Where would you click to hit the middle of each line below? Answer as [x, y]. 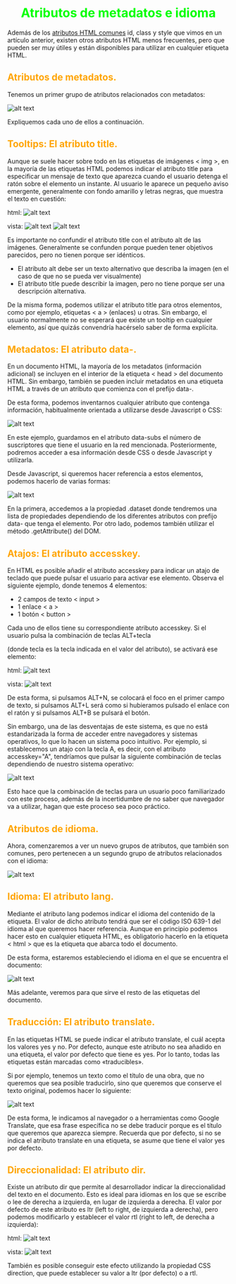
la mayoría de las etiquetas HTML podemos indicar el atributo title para [110, 168]
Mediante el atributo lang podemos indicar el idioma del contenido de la [111, 914]
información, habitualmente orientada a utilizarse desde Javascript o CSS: [115, 410]
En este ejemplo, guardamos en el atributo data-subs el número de [104, 438]
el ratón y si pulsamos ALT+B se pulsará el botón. [79, 713]
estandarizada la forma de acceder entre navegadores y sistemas [103, 734]
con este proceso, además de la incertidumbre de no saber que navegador [116, 799]
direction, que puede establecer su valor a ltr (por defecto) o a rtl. [103, 1273]
